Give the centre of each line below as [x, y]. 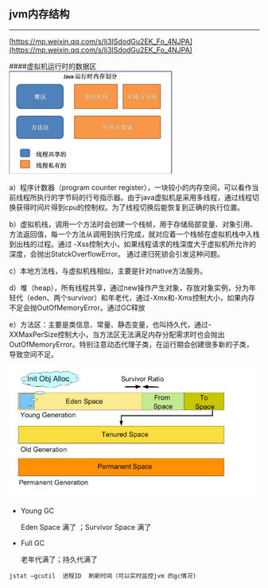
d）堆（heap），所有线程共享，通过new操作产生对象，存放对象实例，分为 [129, 288]
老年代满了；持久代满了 [59, 559]
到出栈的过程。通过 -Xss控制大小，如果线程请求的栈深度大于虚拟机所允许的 [133, 244]
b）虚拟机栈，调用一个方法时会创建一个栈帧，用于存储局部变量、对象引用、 [133, 224]
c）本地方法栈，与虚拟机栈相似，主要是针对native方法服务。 [108, 271]
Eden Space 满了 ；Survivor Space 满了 [86, 527]
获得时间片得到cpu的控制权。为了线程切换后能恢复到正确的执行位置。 [130, 207]
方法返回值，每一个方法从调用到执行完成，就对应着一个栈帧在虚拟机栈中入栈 [134, 234]
